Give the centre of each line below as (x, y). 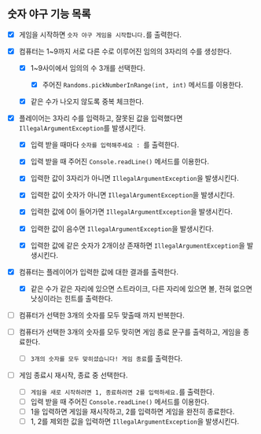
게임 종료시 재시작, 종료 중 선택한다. (73, 375)
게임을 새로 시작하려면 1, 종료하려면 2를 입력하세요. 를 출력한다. (123, 392)
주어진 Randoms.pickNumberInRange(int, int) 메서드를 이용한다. (143, 85)
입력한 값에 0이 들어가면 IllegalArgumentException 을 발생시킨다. (132, 211)
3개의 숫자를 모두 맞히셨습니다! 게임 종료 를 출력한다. (107, 358)
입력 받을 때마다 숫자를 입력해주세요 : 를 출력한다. (105, 145)
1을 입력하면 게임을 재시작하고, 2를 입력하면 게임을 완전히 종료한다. (132, 412)
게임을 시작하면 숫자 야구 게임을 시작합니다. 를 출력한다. (100, 35)
